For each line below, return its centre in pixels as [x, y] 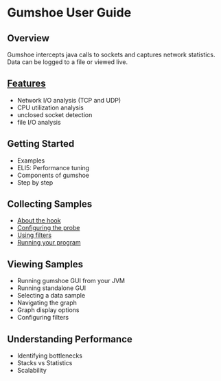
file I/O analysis [39, 122]
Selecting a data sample [51, 296]
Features [26, 84]
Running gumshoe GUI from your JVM [71, 281]
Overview [28, 38]
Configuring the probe [48, 228]
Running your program [49, 243]
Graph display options [48, 310]
